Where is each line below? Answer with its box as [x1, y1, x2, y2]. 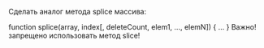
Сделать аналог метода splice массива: [8, 7, 147, 16]
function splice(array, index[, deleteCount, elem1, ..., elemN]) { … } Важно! [8, 22, 257, 31]
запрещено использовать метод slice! [8, 31, 141, 40]
